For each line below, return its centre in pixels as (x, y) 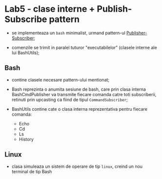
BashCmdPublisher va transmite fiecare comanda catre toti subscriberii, (84, 94)
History (26, 139)
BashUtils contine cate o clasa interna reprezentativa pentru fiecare (79, 109)
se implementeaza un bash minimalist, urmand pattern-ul (68, 33)
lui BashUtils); (25, 53)
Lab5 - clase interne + (50, 9)
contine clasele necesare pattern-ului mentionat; (61, 80)
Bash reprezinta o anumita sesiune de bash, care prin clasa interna (79, 89)
